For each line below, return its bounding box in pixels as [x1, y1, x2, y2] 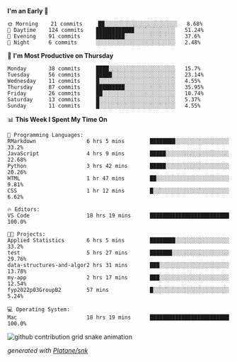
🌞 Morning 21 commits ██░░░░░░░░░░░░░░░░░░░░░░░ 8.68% [7, 21, 203, 28]
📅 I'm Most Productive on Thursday [7, 52, 114, 60]
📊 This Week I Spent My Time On [7, 115, 108, 123]
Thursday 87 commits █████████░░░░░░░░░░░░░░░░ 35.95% [7, 84, 204, 91]
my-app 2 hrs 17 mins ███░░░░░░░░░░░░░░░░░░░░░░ [7, 274, 230, 281]
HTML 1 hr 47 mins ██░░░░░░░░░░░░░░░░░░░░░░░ [7, 175, 230, 182]
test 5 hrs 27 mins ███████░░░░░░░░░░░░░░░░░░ [7, 249, 230, 256]
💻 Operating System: [7, 306, 71, 313]
